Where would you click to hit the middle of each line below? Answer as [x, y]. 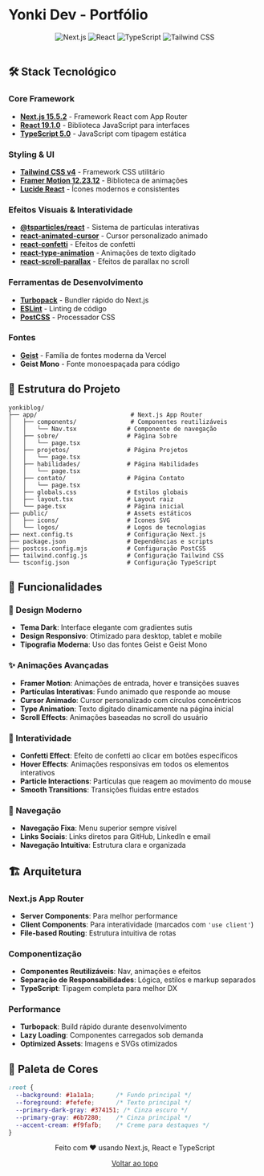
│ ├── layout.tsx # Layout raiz [91, 499]
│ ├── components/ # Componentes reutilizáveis [118, 421]
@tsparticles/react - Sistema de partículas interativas [110, 228]
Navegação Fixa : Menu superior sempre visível [98, 828]
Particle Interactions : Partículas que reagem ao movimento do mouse [136, 781]
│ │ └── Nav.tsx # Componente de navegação [113, 429]
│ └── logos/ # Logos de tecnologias [107, 527]
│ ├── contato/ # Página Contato [96, 478]
